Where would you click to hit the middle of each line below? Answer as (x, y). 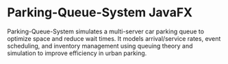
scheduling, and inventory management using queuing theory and (100, 46)
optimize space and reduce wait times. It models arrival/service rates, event (114, 38)
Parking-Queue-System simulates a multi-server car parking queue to (105, 31)
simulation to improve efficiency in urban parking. (77, 53)
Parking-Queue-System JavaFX (100, 13)
